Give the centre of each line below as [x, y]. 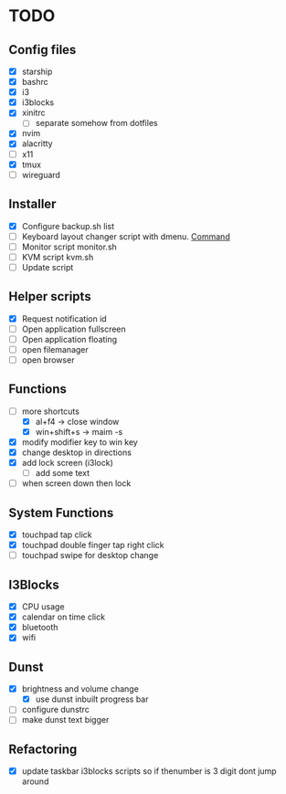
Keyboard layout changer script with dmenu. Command [126, 236]
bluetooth [40, 628]
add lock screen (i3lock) [67, 463]
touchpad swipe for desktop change [90, 556]
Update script [48, 267]
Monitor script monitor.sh [69, 247]
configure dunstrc [56, 710]
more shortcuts [50, 411]
